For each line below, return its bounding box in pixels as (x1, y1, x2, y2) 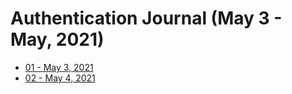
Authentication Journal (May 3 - (10, 7, 283, 30)
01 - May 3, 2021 (24, 61, 94, 73)
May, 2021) (10, 28, 105, 51)
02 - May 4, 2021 (24, 72, 96, 84)
